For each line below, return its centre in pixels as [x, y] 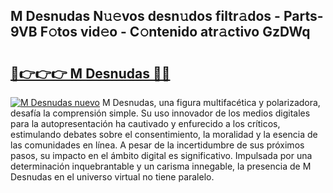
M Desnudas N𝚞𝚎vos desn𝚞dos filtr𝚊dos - [145, 16]
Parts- [303, 16]
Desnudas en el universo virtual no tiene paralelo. [112, 177]
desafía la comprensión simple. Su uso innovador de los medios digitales [160, 113]
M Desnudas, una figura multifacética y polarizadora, [211, 102]
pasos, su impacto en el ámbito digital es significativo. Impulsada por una [161, 155]
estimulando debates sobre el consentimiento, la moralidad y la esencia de [164, 134]
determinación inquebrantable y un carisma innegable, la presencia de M [161, 166]
